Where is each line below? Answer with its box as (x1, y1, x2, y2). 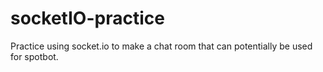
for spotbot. (10, 50, 59, 62)
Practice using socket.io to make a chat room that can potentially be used (10, 40, 313, 52)
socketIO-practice (10, 7, 165, 30)
